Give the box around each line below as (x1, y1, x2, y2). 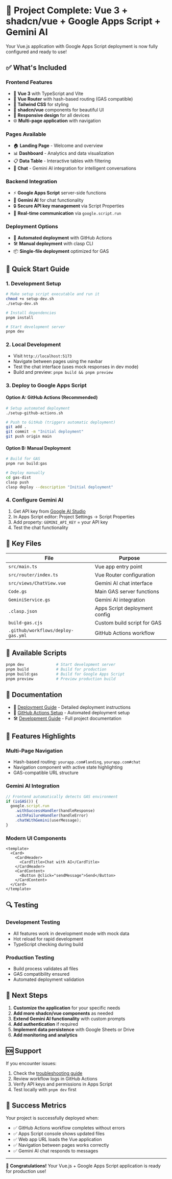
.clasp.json (8, 608, 38, 614)
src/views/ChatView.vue (8, 580, 66, 586)
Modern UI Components (6, 834, 67, 841)
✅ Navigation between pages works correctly (13, 1142, 109, 1148)
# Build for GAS (6, 456, 40, 462)
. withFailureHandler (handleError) (15, 813, 88, 819)
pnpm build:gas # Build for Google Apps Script (6, 671, 125, 677)
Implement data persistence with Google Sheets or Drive (13, 1026, 135, 1032)
